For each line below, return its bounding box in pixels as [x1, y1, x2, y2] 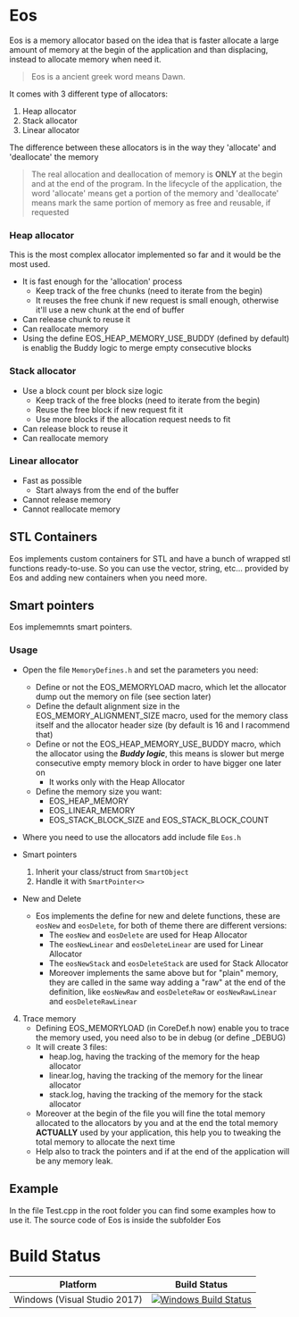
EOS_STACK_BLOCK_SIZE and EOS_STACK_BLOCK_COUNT [48, 814, 270, 825]
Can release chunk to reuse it [21, 314, 131, 325]
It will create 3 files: [35, 1041, 108, 1052]
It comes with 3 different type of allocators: [9, 88, 168, 99]
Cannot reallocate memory [21, 504, 120, 514]
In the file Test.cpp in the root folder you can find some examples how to [9, 1204, 277, 1215]
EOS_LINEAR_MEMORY [48, 804, 136, 815]
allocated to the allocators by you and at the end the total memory [35, 1117, 278, 1128]
